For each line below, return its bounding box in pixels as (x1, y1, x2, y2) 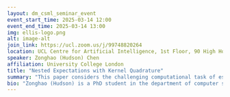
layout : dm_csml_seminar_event (7, 10, 97, 17)
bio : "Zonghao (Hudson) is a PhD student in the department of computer (7, 80, 219, 87)
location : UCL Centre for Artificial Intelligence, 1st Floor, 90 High (7, 48, 216, 55)
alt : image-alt (7, 36, 51, 42)
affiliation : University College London (7, 61, 125, 68)
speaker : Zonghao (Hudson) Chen (7, 55, 99, 61)
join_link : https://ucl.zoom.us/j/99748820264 (7, 42, 142, 48)
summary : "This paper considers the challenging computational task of (7, 73, 216, 81)
